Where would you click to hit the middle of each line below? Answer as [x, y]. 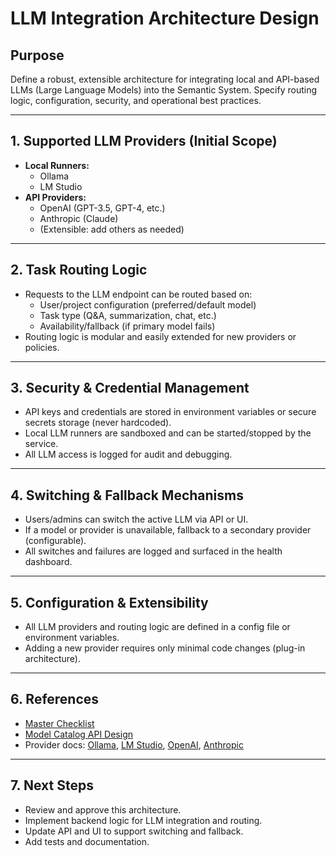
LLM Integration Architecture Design [165, 18]
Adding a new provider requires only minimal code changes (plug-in [165, 648]
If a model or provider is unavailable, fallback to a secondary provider [168, 530]
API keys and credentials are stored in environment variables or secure [170, 412]
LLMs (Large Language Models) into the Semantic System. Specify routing [164, 90]
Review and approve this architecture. [103, 809]
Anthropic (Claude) [79, 218]
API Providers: [55, 197]
